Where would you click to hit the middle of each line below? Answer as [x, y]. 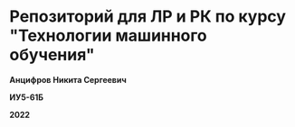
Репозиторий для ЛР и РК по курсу [148, 17]
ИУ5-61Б [26, 97]
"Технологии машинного [108, 36]
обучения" [52, 55]
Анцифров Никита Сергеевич [68, 79]
